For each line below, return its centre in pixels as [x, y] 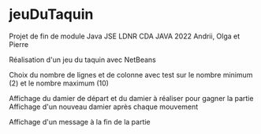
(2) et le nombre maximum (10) [59, 83]
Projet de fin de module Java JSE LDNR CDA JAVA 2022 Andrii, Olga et [125, 36]
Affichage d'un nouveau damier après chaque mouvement [104, 107]
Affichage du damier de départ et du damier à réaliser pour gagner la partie [131, 98]
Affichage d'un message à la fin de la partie [80, 121]
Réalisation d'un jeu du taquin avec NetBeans [82, 60]
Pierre [19, 44]
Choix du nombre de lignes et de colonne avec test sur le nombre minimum [131, 74]
